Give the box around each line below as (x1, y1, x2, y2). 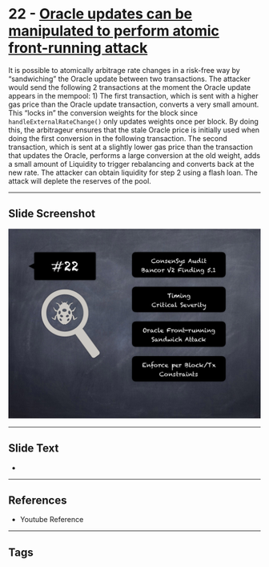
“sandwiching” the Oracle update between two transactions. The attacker (8, 74, 251, 83)
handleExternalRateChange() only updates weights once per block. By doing (8, 116, 259, 126)
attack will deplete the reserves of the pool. (8, 176, 152, 185)
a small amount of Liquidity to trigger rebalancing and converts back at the (8, 159, 255, 168)
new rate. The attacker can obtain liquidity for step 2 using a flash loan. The (8, 168, 258, 177)
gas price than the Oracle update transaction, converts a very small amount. (8, 99, 259, 109)
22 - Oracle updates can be (8, 5, 193, 23)
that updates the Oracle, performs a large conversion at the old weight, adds (8, 150, 261, 160)
